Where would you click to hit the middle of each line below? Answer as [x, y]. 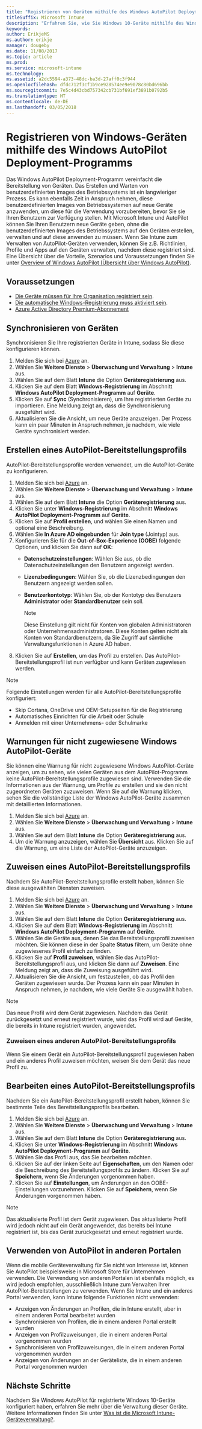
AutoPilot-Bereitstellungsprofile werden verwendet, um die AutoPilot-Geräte [100, 465]
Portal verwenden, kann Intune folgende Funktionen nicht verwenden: [93, 1297]
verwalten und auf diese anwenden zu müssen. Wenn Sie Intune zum [92, 237]
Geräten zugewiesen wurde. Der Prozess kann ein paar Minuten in [97, 983]
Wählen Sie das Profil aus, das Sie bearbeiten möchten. [84, 1157]
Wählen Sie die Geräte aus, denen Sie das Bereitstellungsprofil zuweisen [105, 938]
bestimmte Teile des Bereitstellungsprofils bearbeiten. [73, 1107]
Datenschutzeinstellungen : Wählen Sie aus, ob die [87, 558]
